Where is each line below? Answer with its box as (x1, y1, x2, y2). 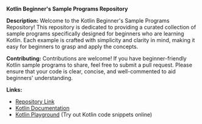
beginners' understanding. (6, 75, 73, 81)
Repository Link (15, 98, 55, 105)
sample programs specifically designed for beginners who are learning (6, 30, 184, 37)
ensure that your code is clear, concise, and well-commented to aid (6, 68, 176, 75)
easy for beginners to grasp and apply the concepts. (6, 43, 139, 50)
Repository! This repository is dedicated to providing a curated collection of (6, 24, 197, 31)
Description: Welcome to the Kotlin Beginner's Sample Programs (6, 17, 170, 24)
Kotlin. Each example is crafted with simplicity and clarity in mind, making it (6, 37, 195, 43)
